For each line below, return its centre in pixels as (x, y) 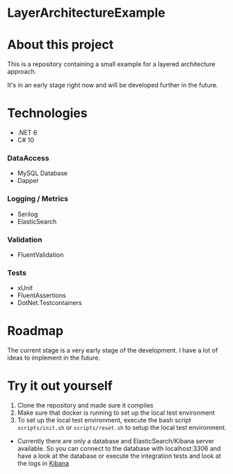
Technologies (48, 113)
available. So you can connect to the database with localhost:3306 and (119, 449)
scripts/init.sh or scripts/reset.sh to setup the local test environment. (122, 428)
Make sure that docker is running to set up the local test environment (116, 413)
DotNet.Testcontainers (49, 303)
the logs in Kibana (43, 464)
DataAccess (29, 158)
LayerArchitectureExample (86, 13)
